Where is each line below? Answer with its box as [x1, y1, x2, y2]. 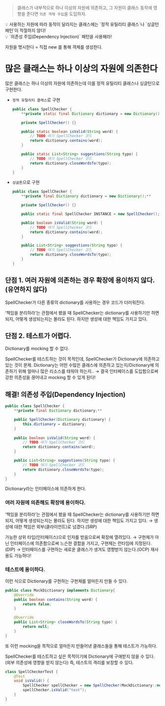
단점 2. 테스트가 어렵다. [5, 332, 72, 340]
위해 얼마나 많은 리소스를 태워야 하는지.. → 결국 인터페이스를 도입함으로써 [18, 368, 159, 374]
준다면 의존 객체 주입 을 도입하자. [26, 11, 87, 17]
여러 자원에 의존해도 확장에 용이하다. [5, 499, 86, 506]
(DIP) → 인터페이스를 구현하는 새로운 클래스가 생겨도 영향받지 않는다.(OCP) [5, 546, 150, 552]
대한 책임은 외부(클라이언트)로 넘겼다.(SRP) [14, 524, 97, 529]
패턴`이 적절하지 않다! [5, 28, 46, 33]
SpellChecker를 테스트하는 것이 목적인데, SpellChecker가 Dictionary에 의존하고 [5, 356, 160, 362]
